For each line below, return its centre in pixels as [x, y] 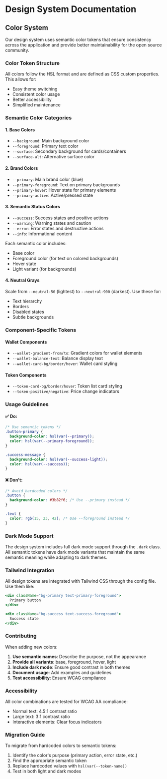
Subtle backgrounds [33, 317]
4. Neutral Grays [22, 280]
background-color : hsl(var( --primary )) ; [52, 436]
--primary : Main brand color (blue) [48, 179]
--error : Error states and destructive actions [58, 228]
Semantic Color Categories [39, 118]
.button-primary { [24, 432]
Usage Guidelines [27, 404]
